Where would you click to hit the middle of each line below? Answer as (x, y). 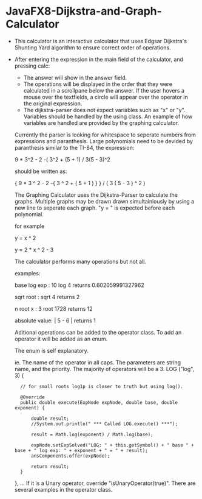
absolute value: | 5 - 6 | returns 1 (55, 320)
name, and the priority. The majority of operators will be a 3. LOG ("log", (104, 369)
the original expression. (53, 103)
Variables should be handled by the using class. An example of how (108, 116)
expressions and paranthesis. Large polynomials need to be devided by (104, 141)
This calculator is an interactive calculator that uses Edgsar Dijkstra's (101, 41)
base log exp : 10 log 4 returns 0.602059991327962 (79, 285)
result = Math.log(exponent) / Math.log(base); (92, 434)
